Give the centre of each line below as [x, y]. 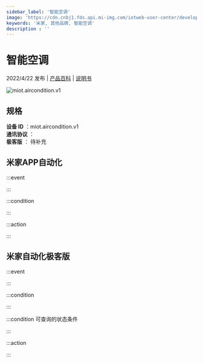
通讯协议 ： [20, 134]
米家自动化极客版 [38, 256]
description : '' [28, 29]
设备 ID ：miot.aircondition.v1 [43, 127]
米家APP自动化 [34, 163]
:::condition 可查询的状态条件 [42, 319]
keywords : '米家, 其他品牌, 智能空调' [50, 23]
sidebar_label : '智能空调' [38, 12]
